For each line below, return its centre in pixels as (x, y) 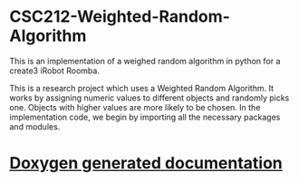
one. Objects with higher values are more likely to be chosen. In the (135, 107)
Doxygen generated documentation (146, 163)
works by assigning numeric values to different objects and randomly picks (149, 98)
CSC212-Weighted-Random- (120, 17)
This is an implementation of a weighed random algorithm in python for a (145, 61)
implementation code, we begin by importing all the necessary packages (145, 117)
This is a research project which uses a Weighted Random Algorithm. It (142, 88)
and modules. (35, 126)
